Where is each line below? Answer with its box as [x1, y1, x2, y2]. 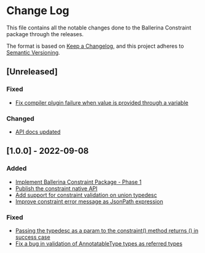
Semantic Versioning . [6, 48, 60, 56]
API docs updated [15, 128, 61, 135]
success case [15, 233, 50, 241]
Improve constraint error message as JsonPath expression [15, 197, 164, 205]
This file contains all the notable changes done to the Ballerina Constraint [6, 24, 191, 31]
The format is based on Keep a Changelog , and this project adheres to [6, 42, 184, 50]
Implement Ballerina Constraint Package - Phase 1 [15, 178, 142, 186]
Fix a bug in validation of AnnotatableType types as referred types [15, 240, 183, 247]
